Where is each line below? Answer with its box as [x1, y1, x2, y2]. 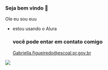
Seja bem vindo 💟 [5, 5, 49, 12]
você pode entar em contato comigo [12, 38, 103, 45]
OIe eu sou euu [5, 16, 37, 22]
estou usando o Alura [12, 26, 57, 32]
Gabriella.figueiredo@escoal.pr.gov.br [12, 50, 91, 56]
